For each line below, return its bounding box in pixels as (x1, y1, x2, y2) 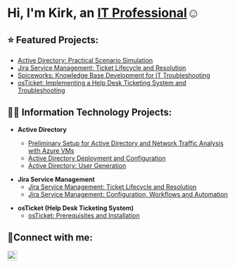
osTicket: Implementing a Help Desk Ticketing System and (17, 79, 186, 87)
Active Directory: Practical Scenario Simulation (17, 56, 153, 64)
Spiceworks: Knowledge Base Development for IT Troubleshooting (17, 71, 211, 79)
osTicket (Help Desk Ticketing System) (17, 203, 134, 212)
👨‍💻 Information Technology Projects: (7, 106, 172, 118)
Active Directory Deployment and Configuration (27, 154, 166, 162)
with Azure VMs (27, 146, 75, 154)
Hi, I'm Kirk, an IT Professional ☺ (7, 5, 201, 21)
